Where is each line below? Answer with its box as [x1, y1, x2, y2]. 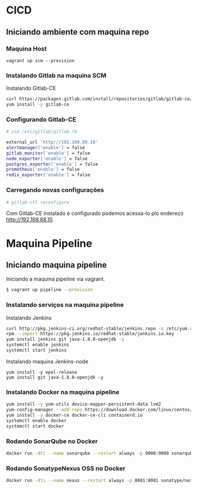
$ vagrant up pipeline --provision [6, 287, 93, 293]
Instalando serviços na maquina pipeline [6, 301, 124, 309]
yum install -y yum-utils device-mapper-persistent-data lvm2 [6, 402, 161, 407]
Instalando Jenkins [6, 314, 52, 321]
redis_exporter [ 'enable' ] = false [6, 172, 91, 178]
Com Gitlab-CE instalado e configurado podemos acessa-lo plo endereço [6, 210, 184, 217]
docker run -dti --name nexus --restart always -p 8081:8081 [6, 478, 159, 484]
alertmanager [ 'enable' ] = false [6, 144, 85, 150]
